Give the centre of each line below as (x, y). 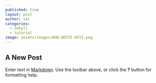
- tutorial (21, 33)
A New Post (24, 58)
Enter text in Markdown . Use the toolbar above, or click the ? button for (78, 70)
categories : (17, 24)
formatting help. (22, 75)
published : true (22, 10)
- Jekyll (19, 28)
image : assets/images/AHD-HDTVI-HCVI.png (49, 38)
